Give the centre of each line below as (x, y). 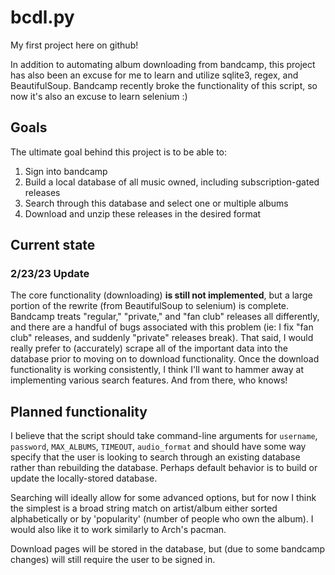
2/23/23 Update (50, 274)
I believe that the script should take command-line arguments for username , (164, 436)
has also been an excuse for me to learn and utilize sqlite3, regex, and (154, 75)
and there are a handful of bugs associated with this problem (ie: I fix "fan (162, 327)
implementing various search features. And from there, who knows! (149, 380)
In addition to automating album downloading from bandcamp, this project (163, 64)
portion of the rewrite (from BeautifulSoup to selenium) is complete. (150, 306)
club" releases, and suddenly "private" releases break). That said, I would (162, 338)
